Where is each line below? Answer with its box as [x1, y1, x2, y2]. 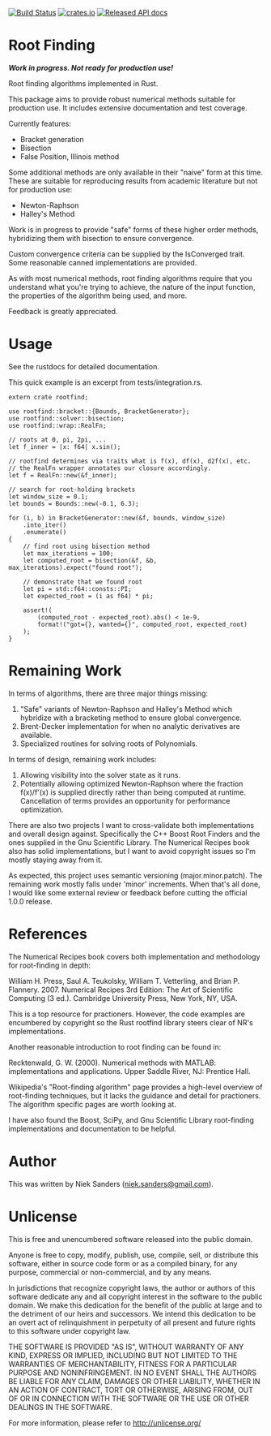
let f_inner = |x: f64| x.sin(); [8, 442, 121, 451]
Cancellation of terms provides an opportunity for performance [19, 796, 231, 805]
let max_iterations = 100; [23, 549, 114, 558]
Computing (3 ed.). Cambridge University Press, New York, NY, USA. [8, 993, 238, 1003]
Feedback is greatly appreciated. [8, 306, 118, 316]
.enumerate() [23, 528, 67, 536]
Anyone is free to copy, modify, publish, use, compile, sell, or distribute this [8, 1250, 259, 1260]
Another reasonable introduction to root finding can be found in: [8, 1041, 222, 1051]
